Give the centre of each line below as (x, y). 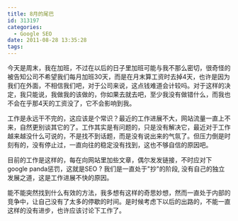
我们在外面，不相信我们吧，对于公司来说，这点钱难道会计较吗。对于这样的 (116, 85)
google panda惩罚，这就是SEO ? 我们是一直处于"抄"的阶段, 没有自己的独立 (116, 169)
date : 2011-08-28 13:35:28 (47, 40)
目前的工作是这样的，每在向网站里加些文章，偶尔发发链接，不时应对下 (110, 160)
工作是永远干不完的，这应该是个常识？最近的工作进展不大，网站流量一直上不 (119, 118)
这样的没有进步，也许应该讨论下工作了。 (66, 210)
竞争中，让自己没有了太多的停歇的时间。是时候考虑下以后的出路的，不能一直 (119, 202)
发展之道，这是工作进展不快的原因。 (60, 177)
